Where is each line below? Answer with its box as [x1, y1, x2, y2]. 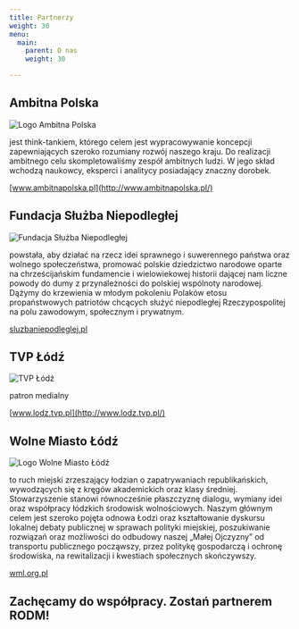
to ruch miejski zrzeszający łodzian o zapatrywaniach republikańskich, [9, 474, 269, 485]
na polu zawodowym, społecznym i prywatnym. [9, 306, 185, 317]
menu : [9, 29, 29, 38]
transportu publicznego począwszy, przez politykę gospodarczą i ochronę [9, 541, 283, 552]
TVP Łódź [9, 349, 65, 365]
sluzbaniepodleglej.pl [9, 323, 87, 334]
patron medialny [9, 390, 70, 401]
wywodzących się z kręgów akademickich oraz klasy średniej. [9, 484, 238, 495]
